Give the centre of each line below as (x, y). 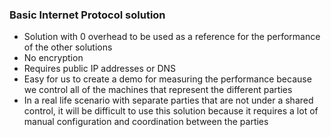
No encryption (53, 58)
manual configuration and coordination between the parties (146, 122)
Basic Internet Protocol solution (87, 15)
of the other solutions (68, 47)
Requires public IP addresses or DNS (100, 69)
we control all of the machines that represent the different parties (158, 90)
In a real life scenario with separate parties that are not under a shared (168, 100)
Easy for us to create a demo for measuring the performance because (167, 79)
